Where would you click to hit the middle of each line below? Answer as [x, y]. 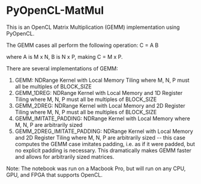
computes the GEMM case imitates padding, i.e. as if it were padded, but [105, 144]
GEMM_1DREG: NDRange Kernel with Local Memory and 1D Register [99, 93]
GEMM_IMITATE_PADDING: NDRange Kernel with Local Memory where [102, 118]
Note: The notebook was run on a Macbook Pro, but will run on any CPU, [96, 168]
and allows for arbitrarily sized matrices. [64, 156]
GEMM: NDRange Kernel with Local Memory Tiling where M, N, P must [102, 80]
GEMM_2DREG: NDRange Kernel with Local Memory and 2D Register [100, 105]
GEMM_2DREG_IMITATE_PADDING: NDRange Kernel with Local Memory [104, 131]
